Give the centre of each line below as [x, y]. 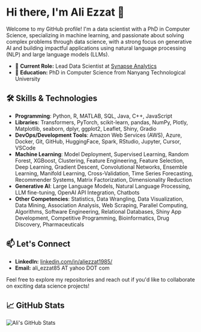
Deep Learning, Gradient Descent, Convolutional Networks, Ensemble [101, 167]
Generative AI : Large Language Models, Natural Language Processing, [103, 186]
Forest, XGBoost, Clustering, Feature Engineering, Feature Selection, [99, 160]
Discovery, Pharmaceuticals [49, 224]
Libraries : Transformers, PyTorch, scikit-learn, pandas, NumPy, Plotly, [101, 122]
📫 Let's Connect [38, 244]
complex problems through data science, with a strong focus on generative [99, 41]
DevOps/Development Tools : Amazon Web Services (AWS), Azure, [98, 135]
